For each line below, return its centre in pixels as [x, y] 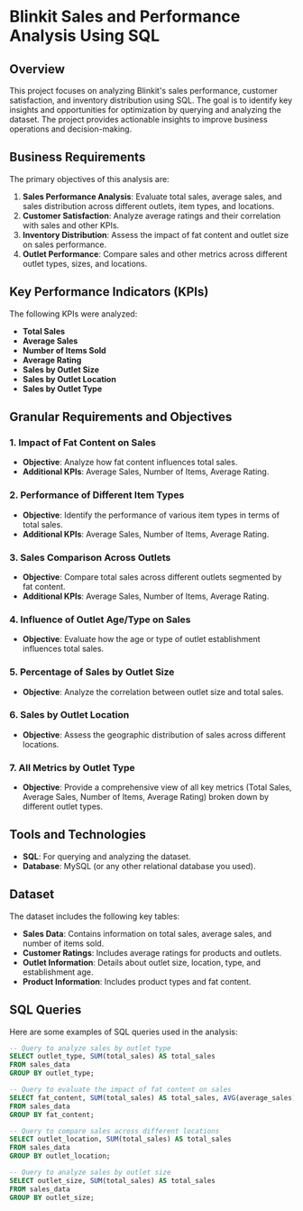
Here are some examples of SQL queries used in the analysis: [124, 1032]
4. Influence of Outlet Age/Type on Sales [100, 619]
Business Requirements [78, 157]
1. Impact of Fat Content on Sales [83, 442]
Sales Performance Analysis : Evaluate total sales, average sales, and [152, 197]
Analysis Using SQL [85, 36]
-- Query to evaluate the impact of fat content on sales [120, 1090]
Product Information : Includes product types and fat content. [137, 981]
